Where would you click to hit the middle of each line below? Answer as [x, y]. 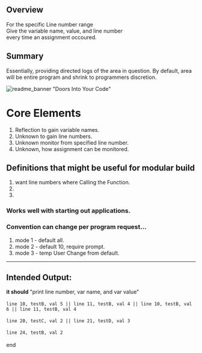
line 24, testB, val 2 [35, 333]
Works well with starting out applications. [69, 211]
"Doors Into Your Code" [82, 89]
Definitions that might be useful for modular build [101, 168]
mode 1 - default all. [39, 240]
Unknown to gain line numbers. [54, 136]
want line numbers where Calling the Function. [72, 183]
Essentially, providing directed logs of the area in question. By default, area [99, 70]
